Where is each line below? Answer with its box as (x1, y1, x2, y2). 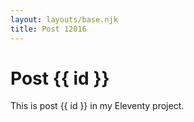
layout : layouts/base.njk (10, 14, 118, 25)
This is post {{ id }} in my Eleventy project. (10, 100, 185, 112)
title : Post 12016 (10, 24, 87, 34)
